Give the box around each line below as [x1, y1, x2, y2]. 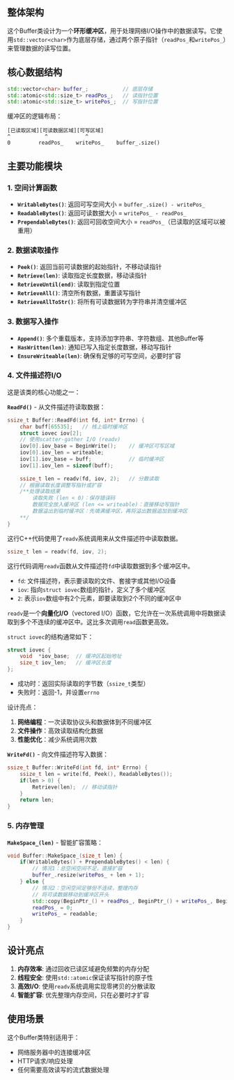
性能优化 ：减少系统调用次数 [17, 735, 97, 744]
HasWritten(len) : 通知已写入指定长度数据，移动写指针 [17, 343, 172, 351]
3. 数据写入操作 [7, 317, 59, 326]
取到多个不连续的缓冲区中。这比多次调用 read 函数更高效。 [7, 617, 173, 626]
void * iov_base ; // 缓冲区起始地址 [19, 653, 122, 660]
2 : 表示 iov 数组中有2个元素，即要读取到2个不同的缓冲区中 [17, 593, 182, 603]
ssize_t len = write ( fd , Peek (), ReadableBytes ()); [19, 770, 173, 777]
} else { [19, 878, 45, 885]
